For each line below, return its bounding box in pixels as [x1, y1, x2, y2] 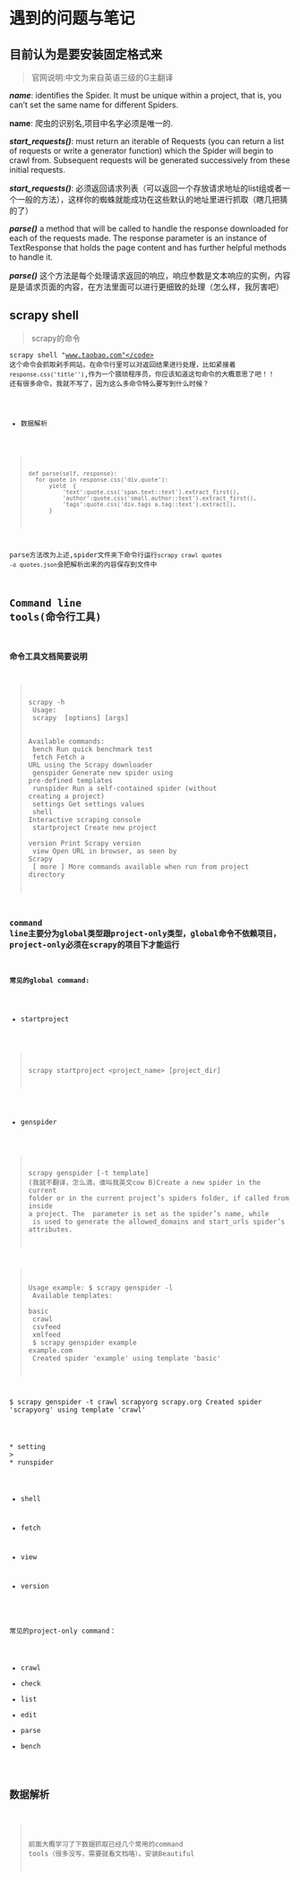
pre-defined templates [28, 776, 114, 785]
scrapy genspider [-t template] [28, 1169, 150, 1178]
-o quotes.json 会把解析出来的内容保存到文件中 [9, 561, 158, 570]
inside [28, 1202, 54, 1211]
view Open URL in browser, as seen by [32, 846, 177, 855]
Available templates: [32, 1292, 114, 1301]
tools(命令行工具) [9, 610, 102, 623]
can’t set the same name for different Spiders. [9, 99, 179, 110]
